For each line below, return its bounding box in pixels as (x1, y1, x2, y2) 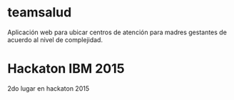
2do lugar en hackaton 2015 (7, 84, 90, 93)
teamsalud (7, 4, 72, 21)
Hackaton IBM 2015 (7, 61, 125, 77)
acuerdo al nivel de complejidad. (7, 35, 103, 44)
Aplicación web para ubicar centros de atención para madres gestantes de (7, 28, 227, 36)
